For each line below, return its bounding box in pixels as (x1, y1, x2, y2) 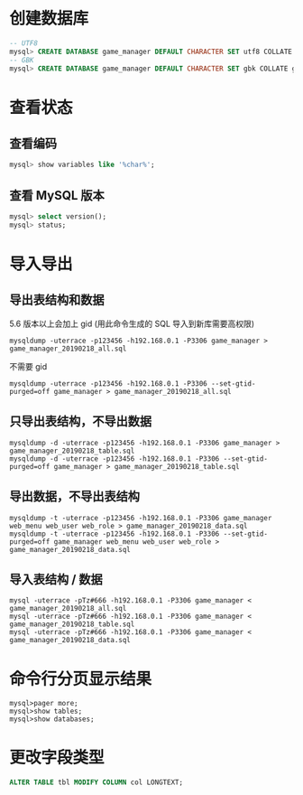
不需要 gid (9, 360, 48, 371)
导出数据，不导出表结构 (9, 489, 140, 504)
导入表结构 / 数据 (9, 571, 104, 587)
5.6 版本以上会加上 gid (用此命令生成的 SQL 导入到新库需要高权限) (9, 318, 255, 329)
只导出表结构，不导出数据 (9, 414, 151, 429)
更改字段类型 (9, 747, 106, 768)
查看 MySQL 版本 (9, 187, 106, 203)
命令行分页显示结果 (9, 669, 152, 689)
